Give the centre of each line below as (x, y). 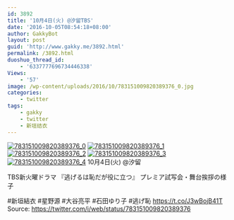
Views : (17, 73)
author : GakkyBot (33, 34)
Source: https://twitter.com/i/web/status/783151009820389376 (99, 209)
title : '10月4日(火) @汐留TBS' (50, 21)
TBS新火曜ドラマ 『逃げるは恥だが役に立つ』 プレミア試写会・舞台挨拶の (114, 177)
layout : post (26, 40)
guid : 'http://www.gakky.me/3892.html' (66, 47)
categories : (25, 93)
